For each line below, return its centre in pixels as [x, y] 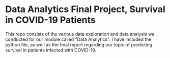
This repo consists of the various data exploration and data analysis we [80, 34]
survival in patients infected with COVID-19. [51, 50]
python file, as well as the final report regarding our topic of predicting [79, 44]
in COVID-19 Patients [50, 20]
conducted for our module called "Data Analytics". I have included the [78, 39]
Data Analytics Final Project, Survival [85, 9]
